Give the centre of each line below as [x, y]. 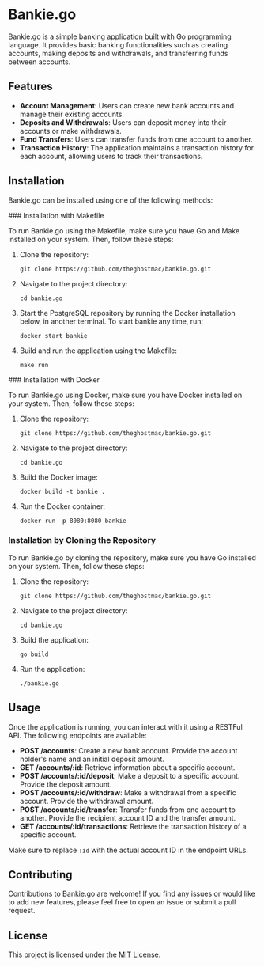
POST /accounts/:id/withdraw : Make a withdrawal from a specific [128, 792]
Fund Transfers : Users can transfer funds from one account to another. [136, 139]
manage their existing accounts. [72, 114]
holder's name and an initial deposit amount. [92, 759]
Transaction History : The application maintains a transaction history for [137, 147]
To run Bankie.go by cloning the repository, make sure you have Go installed [132, 557]
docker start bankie [53, 336]
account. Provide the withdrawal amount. [87, 801]
